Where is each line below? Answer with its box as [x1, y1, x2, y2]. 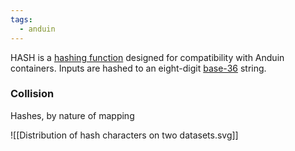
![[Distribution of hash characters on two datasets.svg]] [10, 129, 239, 141]
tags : [10, 14, 33, 25]
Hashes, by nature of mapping [10, 109, 135, 121]
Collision [10, 87, 55, 101]
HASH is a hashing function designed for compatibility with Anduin [10, 51, 285, 63]
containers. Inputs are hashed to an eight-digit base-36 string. [10, 62, 267, 74]
